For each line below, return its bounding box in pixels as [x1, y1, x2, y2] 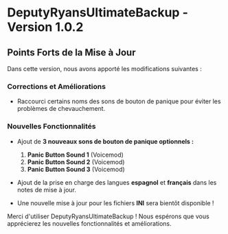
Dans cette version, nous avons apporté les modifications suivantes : [7, 65, 203, 73]
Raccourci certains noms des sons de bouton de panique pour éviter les [16, 97, 221, 105]
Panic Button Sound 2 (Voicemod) [27, 157, 125, 166]
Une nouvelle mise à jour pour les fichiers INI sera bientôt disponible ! [16, 198, 214, 207]
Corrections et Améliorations [7, 81, 106, 91]
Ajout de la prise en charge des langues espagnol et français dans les [16, 178, 217, 186]
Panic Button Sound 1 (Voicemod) [27, 151, 124, 159]
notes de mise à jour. [16, 185, 77, 194]
